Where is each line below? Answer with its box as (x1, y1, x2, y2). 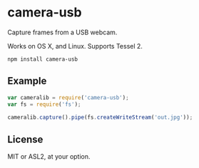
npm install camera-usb (7, 55, 78, 63)
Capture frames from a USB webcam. (7, 28, 118, 36)
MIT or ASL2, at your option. (7, 152, 91, 161)
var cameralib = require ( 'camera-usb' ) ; (7, 94, 130, 101)
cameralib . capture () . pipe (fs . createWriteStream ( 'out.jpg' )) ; (7, 114, 193, 121)
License (7, 133, 44, 145)
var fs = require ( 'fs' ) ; (7, 101, 81, 108)
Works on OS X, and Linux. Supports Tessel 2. (7, 41, 143, 50)
